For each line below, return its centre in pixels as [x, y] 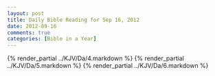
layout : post [26, 13]
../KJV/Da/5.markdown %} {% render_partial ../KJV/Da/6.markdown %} [108, 66]
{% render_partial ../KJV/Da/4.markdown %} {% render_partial [95, 58]
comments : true [29, 33]
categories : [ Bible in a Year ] [52, 39]
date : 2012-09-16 [32, 26]
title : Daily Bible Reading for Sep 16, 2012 [73, 20]
